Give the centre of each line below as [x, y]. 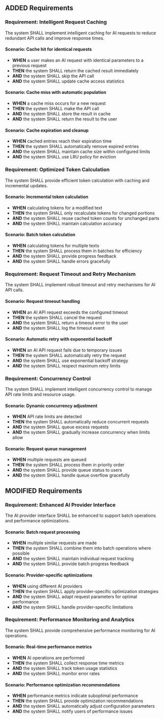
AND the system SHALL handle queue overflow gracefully [71, 475]
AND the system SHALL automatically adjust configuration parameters [83, 706]
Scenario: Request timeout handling [42, 301]
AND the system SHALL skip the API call [53, 76]
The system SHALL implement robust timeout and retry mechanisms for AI [80, 285]
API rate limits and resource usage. [41, 394]
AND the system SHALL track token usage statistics [65, 668]
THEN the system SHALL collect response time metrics [68, 663]
